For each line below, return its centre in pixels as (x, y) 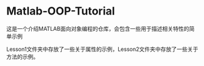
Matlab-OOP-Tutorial (61, 11)
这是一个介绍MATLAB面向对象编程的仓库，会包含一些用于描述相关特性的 (98, 28)
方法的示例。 (22, 56)
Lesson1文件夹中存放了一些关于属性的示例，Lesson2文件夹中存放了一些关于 (102, 49)
